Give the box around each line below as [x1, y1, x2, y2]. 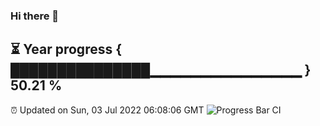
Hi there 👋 [10, 9, 60, 23]
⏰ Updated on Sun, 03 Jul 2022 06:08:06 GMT [10, 104, 205, 116]
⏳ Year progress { [10, 41, 123, 58]
